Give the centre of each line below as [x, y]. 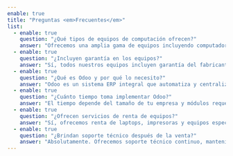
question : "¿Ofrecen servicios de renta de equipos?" [99, 116]
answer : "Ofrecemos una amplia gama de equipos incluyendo [107, 46]
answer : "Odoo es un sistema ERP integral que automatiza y [108, 84]
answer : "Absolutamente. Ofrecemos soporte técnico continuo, [111, 142]
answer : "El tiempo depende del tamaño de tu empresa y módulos [114, 104]
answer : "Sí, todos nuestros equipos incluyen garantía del [108, 65]
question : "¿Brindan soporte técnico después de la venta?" [108, 135]
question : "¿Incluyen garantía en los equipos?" [91, 59]
